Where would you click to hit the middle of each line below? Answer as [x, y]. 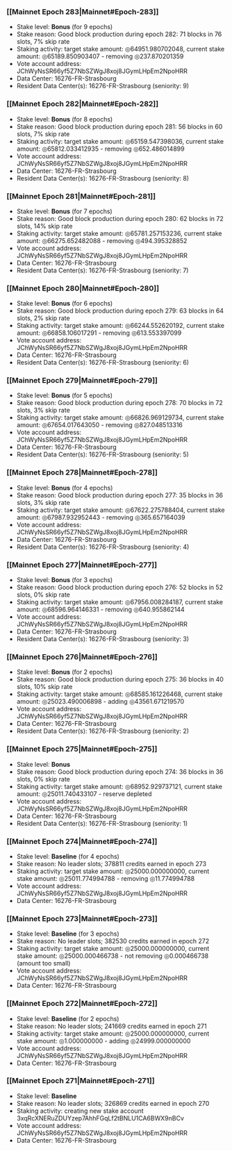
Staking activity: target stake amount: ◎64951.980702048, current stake [121, 49]
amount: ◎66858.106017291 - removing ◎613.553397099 [99, 333]
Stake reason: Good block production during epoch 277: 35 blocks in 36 [120, 495]
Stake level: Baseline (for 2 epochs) [68, 1018]
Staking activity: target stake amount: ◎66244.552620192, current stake [121, 326]
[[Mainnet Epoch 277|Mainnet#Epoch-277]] [82, 565]
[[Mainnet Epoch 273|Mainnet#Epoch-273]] [82, 918]
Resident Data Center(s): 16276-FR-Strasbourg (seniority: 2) [102, 731]
